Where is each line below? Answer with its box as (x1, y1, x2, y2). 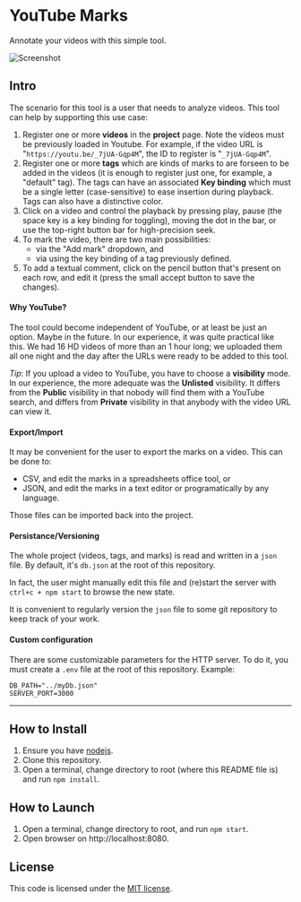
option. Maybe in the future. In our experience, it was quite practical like (9, 331, 275, 342)
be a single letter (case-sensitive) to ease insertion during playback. (21, 186, 274, 197)
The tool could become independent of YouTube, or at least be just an (9, 322, 267, 333)
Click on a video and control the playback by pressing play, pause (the (21, 205, 282, 216)
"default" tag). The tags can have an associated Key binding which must (21, 177, 291, 187)
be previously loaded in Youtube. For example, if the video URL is (21, 138, 263, 149)
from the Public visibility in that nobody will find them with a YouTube (9, 386, 265, 397)
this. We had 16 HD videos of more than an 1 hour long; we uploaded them (9, 341, 283, 351)
